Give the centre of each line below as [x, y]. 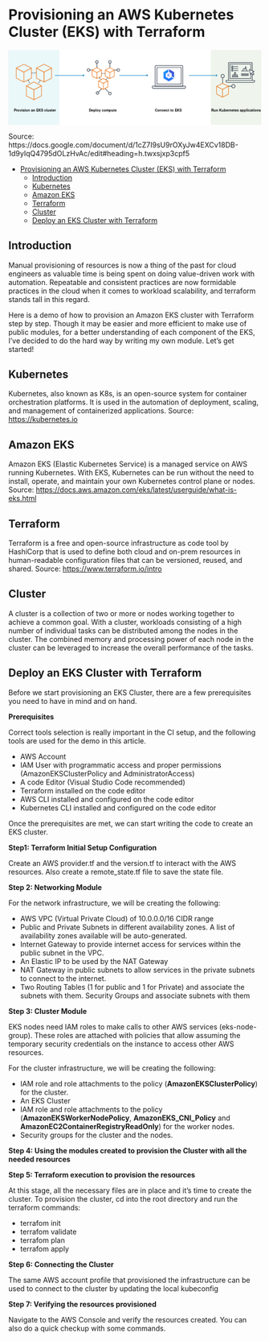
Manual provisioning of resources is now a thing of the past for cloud [122, 265]
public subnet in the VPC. [62, 953]
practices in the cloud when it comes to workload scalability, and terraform [132, 291]
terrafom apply [45, 1248]
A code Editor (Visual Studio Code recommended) [103, 782]
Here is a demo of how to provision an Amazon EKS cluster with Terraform [131, 315]
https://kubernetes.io [43, 420]
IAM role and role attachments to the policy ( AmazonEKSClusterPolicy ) [139, 1083]
